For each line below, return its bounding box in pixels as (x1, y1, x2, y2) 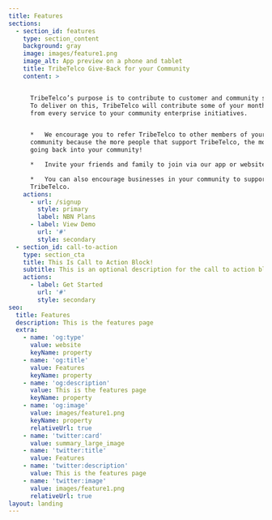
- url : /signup (29, 198, 82, 206)
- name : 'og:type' (23, 333, 85, 342)
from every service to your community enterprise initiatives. (29, 109, 249, 118)
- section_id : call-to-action (15, 243, 117, 251)
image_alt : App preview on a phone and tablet (23, 58, 183, 66)
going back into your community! (29, 146, 143, 154)
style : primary (37, 205, 89, 213)
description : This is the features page (15, 318, 154, 327)
